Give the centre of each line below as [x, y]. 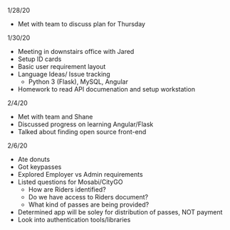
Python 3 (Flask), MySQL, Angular [78, 82]
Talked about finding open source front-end [82, 132]
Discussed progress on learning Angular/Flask [85, 124]
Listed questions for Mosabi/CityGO [70, 182]
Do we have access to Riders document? [88, 197]
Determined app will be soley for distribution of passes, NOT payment [120, 212]
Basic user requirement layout [62, 66]
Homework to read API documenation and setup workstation [106, 89]
